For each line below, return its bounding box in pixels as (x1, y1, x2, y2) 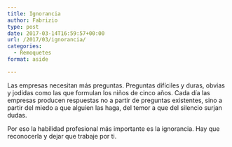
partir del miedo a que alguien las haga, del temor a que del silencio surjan (7, 103, 223, 112)
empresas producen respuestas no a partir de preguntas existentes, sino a (7, 96, 223, 104)
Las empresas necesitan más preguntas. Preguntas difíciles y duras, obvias (7, 81, 226, 90)
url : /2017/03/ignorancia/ (7, 36, 86, 43)
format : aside (7, 56, 49, 63)
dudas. (7, 111, 27, 119)
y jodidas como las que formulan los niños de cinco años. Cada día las (7, 88, 210, 97)
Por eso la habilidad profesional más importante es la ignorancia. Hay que (7, 124, 220, 133)
